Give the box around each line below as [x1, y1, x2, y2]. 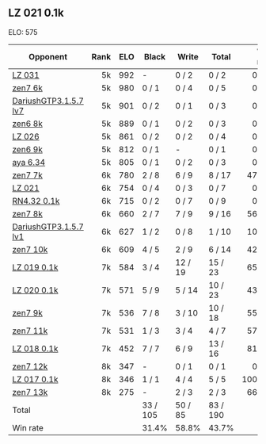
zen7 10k [12, 243, 48, 255]
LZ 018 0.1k [12, 343, 59, 354]
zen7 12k [12, 361, 48, 372]
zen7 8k [12, 208, 44, 219]
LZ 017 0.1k [12, 373, 59, 385]
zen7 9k [12, 307, 44, 318]
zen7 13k [12, 386, 48, 397]
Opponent [28, 51, 67, 62]
